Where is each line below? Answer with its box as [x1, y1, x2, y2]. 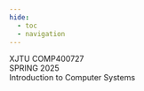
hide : [9, 12, 29, 22]
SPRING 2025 [9, 63, 60, 73]
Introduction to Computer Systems [9, 72, 136, 83]
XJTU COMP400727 [9, 54, 84, 64]
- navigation [17, 29, 66, 38]
